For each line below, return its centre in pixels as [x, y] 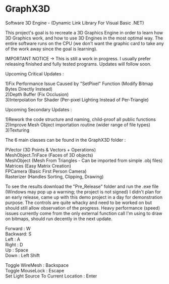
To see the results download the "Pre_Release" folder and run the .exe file [82, 186]
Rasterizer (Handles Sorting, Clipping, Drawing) [54, 176]
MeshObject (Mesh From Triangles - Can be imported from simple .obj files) [84, 160]
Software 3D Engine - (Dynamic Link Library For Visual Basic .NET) [75, 23]
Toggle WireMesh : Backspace [37, 265]
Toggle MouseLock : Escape [35, 270]
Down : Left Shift [23, 255]
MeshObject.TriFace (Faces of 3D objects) [49, 155]
